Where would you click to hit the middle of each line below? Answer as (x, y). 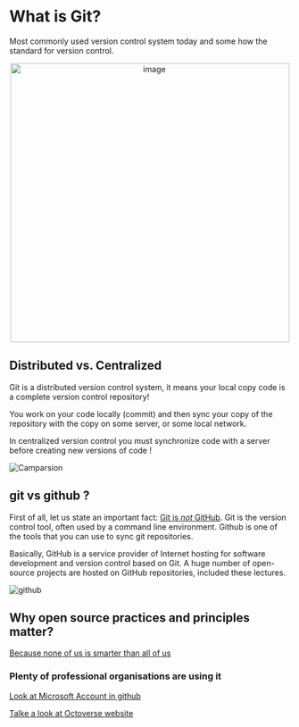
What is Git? (55, 17)
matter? (32, 631)
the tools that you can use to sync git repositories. (101, 536)
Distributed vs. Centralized (86, 366)
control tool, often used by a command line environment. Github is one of (144, 526)
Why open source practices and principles (129, 618)
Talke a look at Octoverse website (71, 713)
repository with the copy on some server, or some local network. (128, 423)
